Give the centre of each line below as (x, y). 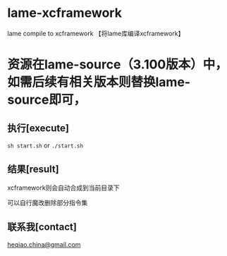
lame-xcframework (65, 13)
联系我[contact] (42, 227)
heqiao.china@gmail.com (44, 244)
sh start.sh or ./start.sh (45, 145)
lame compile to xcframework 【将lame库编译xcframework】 (96, 33)
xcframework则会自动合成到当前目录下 (63, 188)
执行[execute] (38, 128)
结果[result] (33, 170)
